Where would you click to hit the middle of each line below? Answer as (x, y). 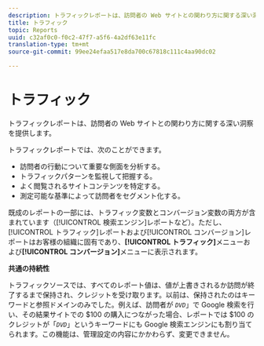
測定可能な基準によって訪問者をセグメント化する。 (102, 195)
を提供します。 (32, 133)
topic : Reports (33, 30)
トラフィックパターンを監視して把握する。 (88, 176)
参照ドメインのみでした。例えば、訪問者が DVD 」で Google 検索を (141, 304)
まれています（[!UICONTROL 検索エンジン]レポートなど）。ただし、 (117, 222)
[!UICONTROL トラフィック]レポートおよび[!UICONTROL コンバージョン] (126, 231)
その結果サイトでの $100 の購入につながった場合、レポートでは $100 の (138, 314)
